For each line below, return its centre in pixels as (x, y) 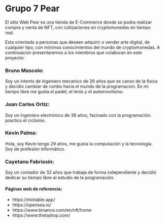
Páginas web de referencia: (34, 189)
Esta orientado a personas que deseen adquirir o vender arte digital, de (78, 42)
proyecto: (15, 57)
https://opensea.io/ (32, 205)
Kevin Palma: (21, 133)
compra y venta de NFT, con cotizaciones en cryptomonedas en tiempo (78, 27)
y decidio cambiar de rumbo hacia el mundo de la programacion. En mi (77, 86)
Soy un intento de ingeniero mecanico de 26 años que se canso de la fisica (81, 81)
